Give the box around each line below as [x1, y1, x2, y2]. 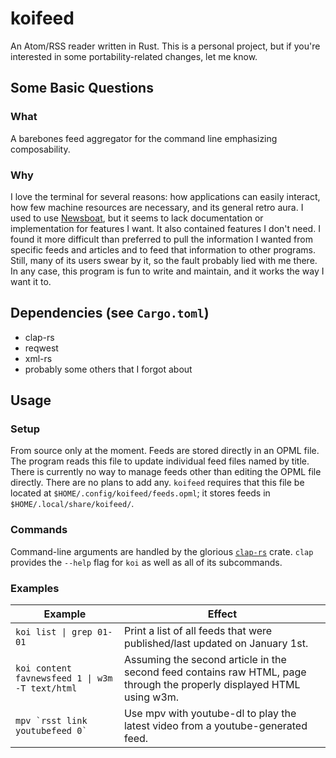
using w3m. [123, 690, 180, 704]
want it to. [10, 275, 52, 287]
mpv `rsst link [15, 715, 88, 727]
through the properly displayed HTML [123, 678, 301, 692]
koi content [15, 663, 73, 674]
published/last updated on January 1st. [123, 637, 309, 651]
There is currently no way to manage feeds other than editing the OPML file [10, 466, 322, 478]
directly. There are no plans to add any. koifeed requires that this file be [10, 477, 305, 489]
